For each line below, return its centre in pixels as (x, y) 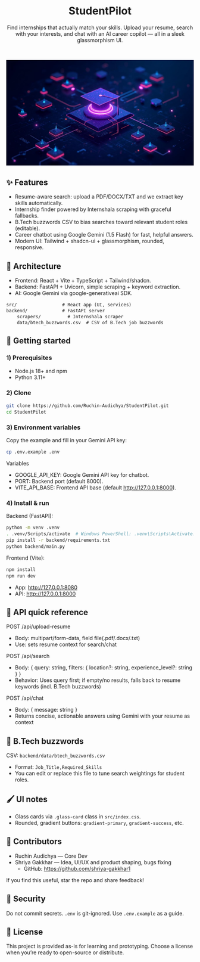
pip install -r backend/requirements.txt (58, 541)
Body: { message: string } (46, 710)
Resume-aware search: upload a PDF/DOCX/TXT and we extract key (99, 197)
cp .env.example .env (33, 452)
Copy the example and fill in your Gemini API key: (66, 440)
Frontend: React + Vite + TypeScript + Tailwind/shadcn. (83, 281)
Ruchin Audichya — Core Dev (51, 856)
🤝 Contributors (34, 842)
